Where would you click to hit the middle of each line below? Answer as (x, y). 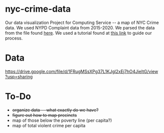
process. (14, 38)
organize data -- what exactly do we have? (55, 110)
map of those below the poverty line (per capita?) (62, 120)
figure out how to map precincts (45, 115)
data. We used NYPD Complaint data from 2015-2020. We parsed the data (80, 27)
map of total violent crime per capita (49, 125)
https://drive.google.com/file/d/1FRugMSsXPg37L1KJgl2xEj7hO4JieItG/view (82, 71)
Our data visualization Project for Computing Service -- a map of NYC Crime (82, 22)
